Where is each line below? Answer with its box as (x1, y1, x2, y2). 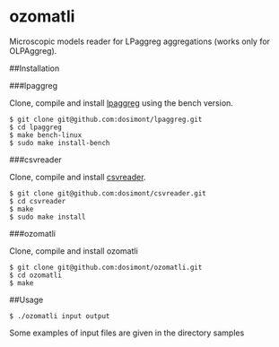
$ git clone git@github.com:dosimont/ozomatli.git (9, 263, 203, 272)
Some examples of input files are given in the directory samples (9, 327, 245, 338)
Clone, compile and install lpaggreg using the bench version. (9, 97, 233, 108)
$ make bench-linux (9, 130, 83, 140)
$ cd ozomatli (9, 271, 63, 280)
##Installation (9, 63, 60, 74)
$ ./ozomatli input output (9, 311, 110, 320)
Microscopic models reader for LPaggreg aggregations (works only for (9, 36, 271, 47)
